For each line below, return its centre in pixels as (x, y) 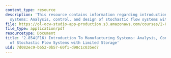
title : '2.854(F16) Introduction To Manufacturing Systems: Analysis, (82, 38)
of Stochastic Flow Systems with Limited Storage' (65, 43)
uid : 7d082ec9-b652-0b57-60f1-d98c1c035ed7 (52, 47)
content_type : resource (31, 10)
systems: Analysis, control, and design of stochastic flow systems (84, 19)
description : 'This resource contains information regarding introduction (86, 15)
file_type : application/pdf (35, 29)
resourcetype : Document (31, 33)
